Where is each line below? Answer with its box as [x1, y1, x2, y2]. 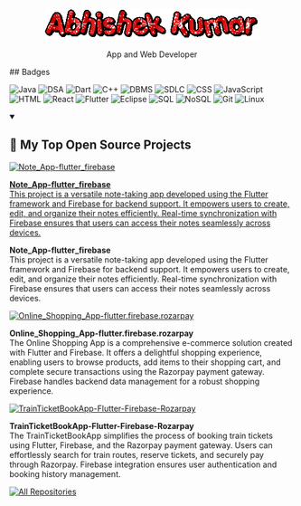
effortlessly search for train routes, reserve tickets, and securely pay [9, 449, 265, 460]
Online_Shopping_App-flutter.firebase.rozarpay [9, 328, 194, 339]
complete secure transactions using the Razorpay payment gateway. [9, 366, 265, 377]
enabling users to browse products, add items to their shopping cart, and [9, 357, 282, 368]
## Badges [9, 67, 51, 77]
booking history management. [9, 468, 121, 479]
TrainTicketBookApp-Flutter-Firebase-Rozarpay [9, 420, 194, 431]
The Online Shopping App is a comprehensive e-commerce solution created [9, 337, 293, 348]
